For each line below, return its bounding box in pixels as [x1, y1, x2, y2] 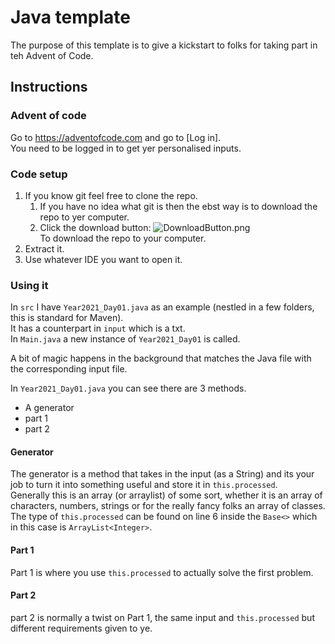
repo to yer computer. [39, 211, 130, 223]
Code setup [10, 167, 68, 181]
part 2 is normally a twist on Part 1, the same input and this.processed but [10, 611, 315, 623]
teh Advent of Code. [10, 49, 94, 61]
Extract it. [24, 242, 65, 255]
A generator [24, 402, 75, 414]
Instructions [10, 79, 88, 96]
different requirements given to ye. [10, 622, 153, 634]
